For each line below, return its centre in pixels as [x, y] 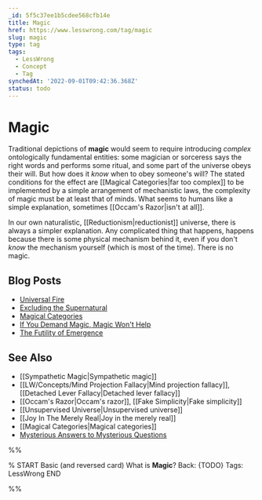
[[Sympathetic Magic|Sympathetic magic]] [88, 376]
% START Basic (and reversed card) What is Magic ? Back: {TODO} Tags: [126, 465]
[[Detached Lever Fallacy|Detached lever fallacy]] [100, 392]
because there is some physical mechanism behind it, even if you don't [123, 239]
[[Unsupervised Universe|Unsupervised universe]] [101, 410]
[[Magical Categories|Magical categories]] [88, 426]
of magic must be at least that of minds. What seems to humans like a [121, 199]
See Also [30, 358]
